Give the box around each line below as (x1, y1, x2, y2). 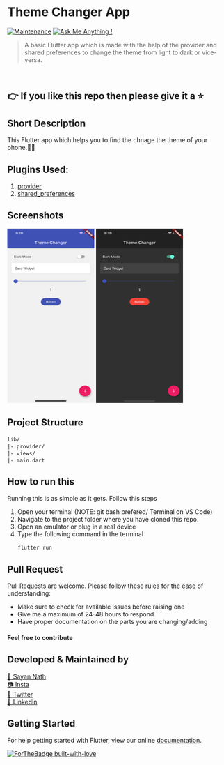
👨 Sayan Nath (7, 672, 47, 681)
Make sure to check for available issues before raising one (17, 603, 185, 611)
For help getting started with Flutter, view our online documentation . (7, 736, 202, 745)
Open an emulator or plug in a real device (17, 522, 136, 531)
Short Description (7, 117, 86, 129)
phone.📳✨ (7, 144, 36, 152)
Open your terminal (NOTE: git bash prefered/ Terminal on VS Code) (17, 508, 213, 516)
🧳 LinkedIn (7, 697, 38, 706)
